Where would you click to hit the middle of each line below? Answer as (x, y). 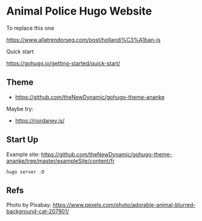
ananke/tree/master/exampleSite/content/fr (61, 161)
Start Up (22, 140)
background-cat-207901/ (38, 211)
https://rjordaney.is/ (40, 120)
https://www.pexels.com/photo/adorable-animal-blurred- (124, 205)
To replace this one (30, 28)
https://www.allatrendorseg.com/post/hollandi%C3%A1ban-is (83, 39)
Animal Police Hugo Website (79, 11)
